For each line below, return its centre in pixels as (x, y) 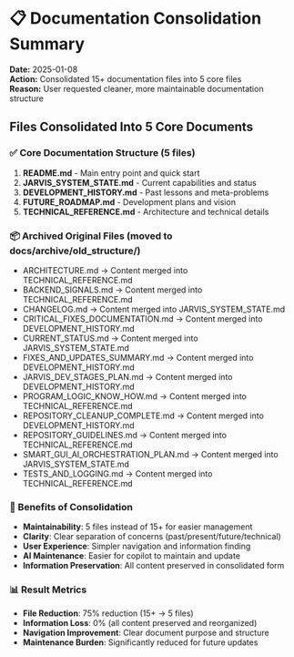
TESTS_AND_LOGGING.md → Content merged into (117, 473)
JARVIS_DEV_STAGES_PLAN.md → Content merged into (127, 376)
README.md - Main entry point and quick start (111, 173)
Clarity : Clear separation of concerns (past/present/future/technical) (152, 537)
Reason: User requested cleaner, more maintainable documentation (137, 88)
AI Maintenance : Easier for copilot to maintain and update (132, 556)
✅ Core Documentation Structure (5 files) (102, 153)
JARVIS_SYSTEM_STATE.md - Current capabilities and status (139, 182)
